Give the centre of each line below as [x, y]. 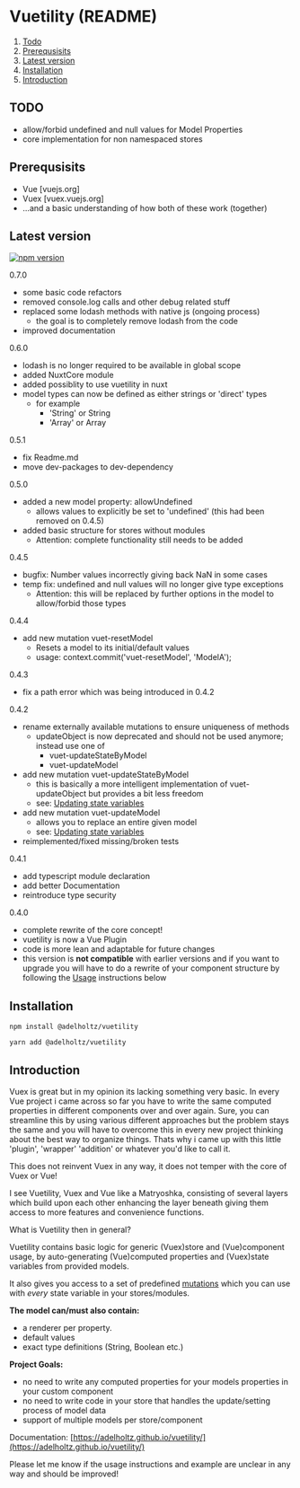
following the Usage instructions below [94, 978]
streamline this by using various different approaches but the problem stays [149, 1120]
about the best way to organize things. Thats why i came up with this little [146, 1139]
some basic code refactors [72, 293]
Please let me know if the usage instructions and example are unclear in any [150, 1464]
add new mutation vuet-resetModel [88, 638]
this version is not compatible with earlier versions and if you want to [151, 959]
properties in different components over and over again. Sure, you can [139, 1110]
